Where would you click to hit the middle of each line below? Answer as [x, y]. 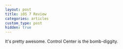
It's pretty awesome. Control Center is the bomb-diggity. [61, 41]
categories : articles [27, 18]
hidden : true [18, 28]
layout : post [18, 9]
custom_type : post [24, 23]
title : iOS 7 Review [26, 14]
